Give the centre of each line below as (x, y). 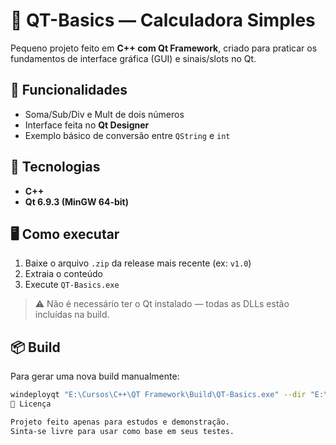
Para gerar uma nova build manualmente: (95, 376)
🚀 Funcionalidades (69, 90)
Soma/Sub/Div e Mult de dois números (104, 114)
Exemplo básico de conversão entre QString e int (127, 135)
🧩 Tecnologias (55, 167)
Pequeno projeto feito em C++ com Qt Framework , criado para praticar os (164, 48)
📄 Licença (31, 404)
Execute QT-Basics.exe (72, 285)
